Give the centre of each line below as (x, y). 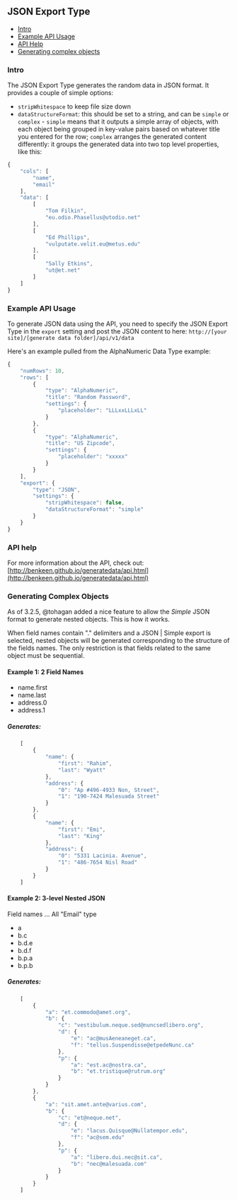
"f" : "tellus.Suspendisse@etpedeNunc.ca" (132, 1045)
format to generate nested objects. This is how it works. (88, 620)
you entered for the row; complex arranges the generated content (112, 137)
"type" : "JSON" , (57, 490)
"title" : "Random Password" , (88, 397)
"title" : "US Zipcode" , (80, 444)
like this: (30, 152)
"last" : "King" (80, 836)
